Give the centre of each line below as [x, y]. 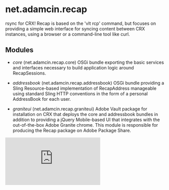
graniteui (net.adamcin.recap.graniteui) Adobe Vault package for [80, 109]
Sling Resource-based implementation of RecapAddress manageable [85, 88]
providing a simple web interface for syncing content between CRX [75, 28]
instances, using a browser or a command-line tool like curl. [68, 34]
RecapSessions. [29, 73]
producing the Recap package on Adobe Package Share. [72, 130]
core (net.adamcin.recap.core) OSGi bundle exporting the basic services [88, 62]
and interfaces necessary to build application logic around [73, 67]
